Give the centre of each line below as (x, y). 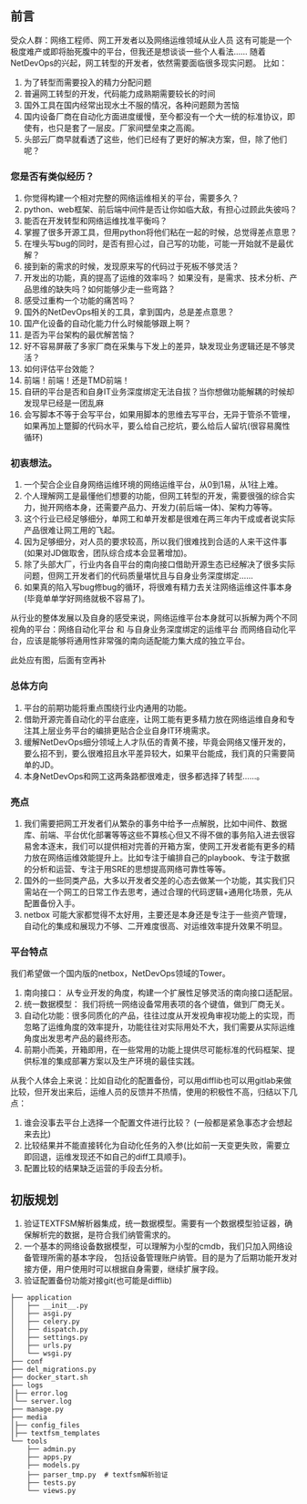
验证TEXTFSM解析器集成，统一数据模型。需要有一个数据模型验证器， (154, 1223)
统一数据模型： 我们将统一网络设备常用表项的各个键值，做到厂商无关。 (156, 1004)
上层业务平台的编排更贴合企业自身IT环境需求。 (127, 730)
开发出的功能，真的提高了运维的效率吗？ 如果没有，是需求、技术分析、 (156, 278)
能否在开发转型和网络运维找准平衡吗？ (95, 221)
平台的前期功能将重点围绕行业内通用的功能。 (107, 707)
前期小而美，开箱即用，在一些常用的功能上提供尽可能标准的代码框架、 (155, 1050)
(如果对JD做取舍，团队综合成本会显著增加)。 (107, 553)
